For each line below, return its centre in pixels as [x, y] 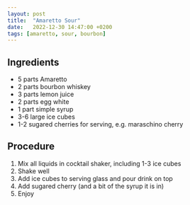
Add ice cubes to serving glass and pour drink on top [95, 178]
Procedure [31, 147]
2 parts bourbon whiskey [54, 87]
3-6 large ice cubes [46, 117]
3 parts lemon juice [46, 94]
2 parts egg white [43, 102]
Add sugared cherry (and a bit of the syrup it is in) [91, 186]
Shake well [33, 171]
